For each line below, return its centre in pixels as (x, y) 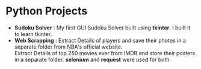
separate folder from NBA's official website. (68, 47)
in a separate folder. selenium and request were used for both (92, 59)
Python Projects (47, 11)
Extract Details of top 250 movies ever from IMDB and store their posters (105, 53)
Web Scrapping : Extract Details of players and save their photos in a (100, 40)
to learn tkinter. (33, 34)
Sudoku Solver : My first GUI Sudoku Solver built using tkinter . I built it (102, 28)
